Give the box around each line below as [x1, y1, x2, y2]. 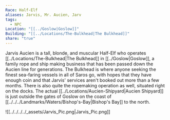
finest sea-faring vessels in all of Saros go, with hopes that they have [5, 71, 152, 78]
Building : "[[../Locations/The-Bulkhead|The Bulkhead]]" [5, 31, 130, 36]
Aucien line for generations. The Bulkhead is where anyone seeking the [5, 66, 157, 72]
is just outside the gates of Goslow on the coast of [5, 93, 112, 100]
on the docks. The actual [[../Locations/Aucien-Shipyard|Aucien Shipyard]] [5, 88, 164, 94]
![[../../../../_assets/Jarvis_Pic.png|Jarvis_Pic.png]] [5, 108, 110, 115]
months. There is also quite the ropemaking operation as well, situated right [5, 82, 165, 88]
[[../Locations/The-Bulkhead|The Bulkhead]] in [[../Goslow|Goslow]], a [5, 55, 155, 61]
